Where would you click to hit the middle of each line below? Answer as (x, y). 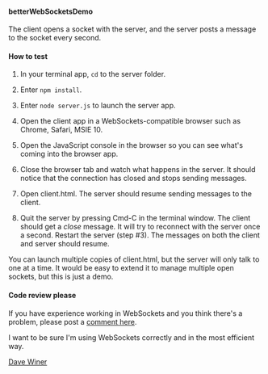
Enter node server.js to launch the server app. (98, 106)
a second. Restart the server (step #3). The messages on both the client (140, 235)
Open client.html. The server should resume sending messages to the (136, 194)
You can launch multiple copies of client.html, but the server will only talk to (134, 259)
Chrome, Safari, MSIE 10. (61, 130)
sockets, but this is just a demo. (61, 277)
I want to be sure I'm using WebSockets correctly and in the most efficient (132, 337)
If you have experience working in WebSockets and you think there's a (126, 313)
